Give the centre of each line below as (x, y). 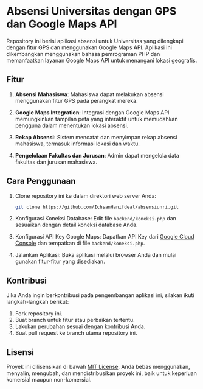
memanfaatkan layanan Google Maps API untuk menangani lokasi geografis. (102, 60)
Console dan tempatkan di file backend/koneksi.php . (80, 243)
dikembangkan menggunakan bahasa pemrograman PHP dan (83, 54)
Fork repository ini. (39, 314)
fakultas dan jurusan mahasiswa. (56, 162)
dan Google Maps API (62, 24)
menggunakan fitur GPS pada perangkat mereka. (76, 100)
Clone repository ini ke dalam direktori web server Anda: (86, 195)
